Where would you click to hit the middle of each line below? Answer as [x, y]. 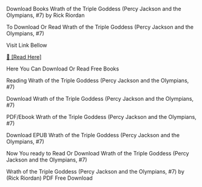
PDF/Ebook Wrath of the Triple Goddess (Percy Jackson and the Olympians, [102, 117]
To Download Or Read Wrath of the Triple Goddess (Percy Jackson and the [100, 27]
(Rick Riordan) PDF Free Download [49, 178]
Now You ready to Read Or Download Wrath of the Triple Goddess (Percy [98, 153]
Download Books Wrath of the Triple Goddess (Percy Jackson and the [94, 9]
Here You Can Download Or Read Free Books [63, 69]
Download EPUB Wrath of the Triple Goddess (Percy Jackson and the [93, 135]
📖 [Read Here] [24, 57]
